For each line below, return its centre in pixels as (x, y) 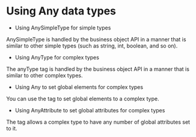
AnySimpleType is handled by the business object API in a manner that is (96, 39)
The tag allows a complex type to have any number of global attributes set (98, 122)
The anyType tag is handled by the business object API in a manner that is (98, 69)
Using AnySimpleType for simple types (63, 28)
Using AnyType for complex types (57, 57)
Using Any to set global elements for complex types (79, 87)
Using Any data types (61, 11)
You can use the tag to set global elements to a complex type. (83, 99)
